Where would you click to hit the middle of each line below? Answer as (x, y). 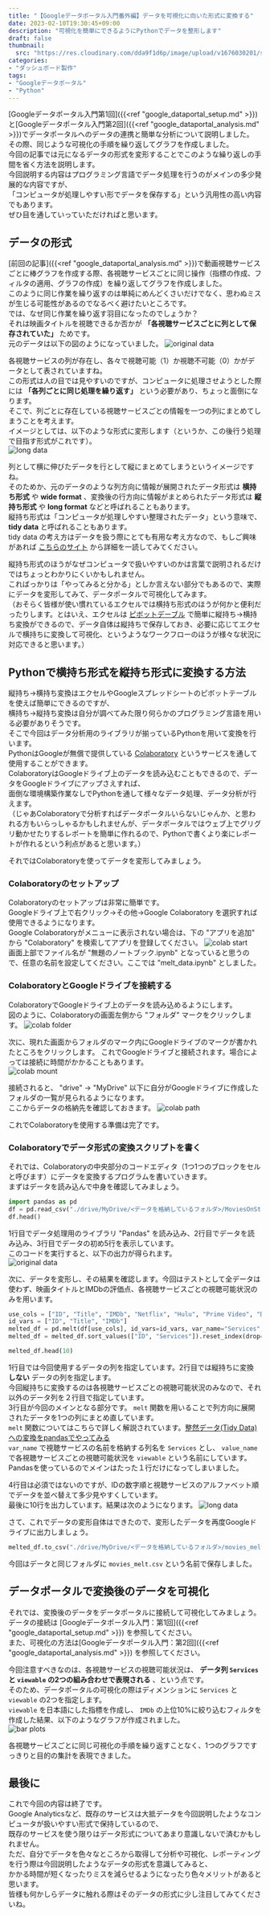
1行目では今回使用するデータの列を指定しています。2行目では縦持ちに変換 (131, 1367)
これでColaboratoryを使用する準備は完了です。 (86, 1125)
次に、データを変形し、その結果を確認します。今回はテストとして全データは (135, 1279)
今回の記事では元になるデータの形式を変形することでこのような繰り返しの (131, 154)
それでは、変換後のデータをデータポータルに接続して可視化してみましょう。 (135, 1612)
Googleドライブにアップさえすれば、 (84, 783)
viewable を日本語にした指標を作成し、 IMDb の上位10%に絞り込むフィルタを (135, 1710)
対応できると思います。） (49, 644)
